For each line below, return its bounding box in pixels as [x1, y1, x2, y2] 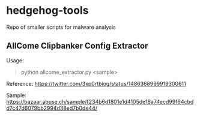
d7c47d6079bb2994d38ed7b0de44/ [6, 104, 98, 112]
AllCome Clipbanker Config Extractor [6, 41, 148, 51]
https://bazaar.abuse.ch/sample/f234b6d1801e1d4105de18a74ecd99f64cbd [6, 98, 194, 105]
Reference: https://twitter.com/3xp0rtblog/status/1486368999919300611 [6, 80, 186, 87]
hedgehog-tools [6, 4, 89, 17]
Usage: [6, 56, 24, 64]
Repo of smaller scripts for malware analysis [6, 23, 116, 31]
